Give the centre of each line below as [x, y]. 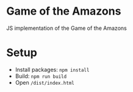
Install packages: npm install [52, 69]
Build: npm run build [41, 76]
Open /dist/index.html [45, 82]
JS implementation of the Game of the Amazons [66, 28]
